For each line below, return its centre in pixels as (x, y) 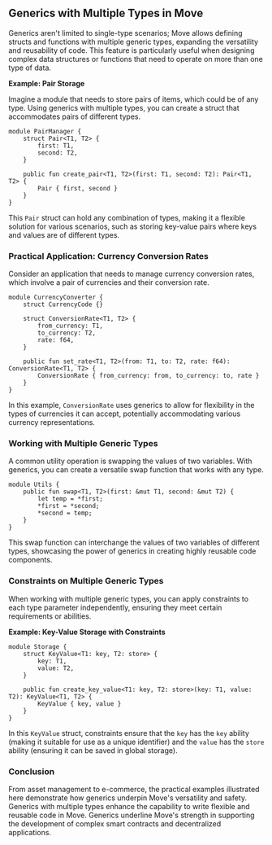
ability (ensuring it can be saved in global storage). (93, 750)
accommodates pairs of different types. (75, 116)
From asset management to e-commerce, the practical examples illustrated (134, 789)
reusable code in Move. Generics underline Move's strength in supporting (132, 815)
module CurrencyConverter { (56, 298)
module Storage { (38, 646)
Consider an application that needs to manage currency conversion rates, (132, 274)
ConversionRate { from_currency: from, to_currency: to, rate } (149, 376)
